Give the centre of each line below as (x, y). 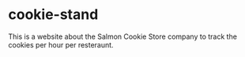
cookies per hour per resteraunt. (61, 44)
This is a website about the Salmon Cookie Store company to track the (122, 36)
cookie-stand (53, 15)
